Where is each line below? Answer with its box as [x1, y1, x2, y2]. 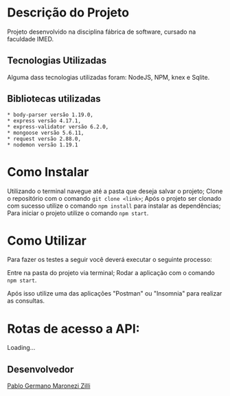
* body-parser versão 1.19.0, [7, 111, 94, 118]
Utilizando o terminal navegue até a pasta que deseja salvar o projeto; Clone [7, 187, 223, 195]
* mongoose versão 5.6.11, [7, 129, 84, 136]
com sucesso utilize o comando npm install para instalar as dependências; [7, 201, 221, 210]
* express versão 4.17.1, [7, 117, 81, 124]
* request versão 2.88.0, [7, 135, 81, 142]
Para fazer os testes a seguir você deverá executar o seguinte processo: [7, 256, 213, 264]
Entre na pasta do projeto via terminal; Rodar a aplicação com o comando [7, 269, 215, 277]
